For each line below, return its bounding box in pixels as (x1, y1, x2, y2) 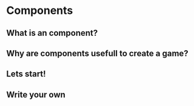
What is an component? (6, 28, 98, 38)
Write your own (6, 89, 65, 100)
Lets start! (6, 69, 47, 79)
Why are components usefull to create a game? (6, 48, 189, 58)
